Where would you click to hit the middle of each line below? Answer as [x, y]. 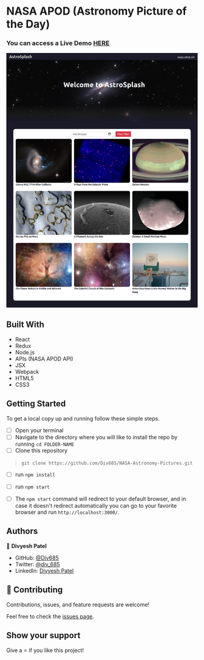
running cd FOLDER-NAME [45, 444]
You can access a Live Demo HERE [58, 43]
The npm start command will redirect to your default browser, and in [100, 499]
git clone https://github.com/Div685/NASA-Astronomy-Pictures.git [107, 463]
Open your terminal [39, 430]
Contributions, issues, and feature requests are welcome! [78, 605]
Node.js [25, 352]
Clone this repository [41, 450]
